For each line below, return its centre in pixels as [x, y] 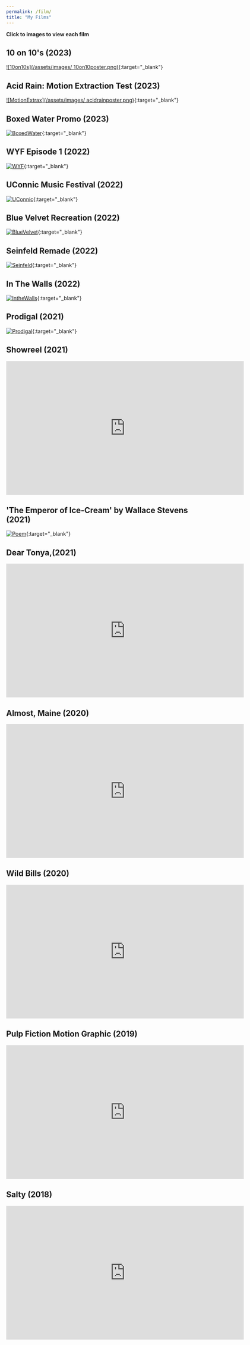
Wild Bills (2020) [38, 874]
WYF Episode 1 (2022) [48, 152]
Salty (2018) [29, 1195]
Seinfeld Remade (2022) [52, 251]
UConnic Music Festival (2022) [65, 185]
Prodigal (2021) [35, 317]
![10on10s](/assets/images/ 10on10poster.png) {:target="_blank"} [85, 67]
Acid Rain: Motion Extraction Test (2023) [83, 86]
